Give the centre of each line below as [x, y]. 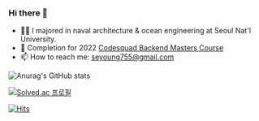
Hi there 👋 [28, 13]
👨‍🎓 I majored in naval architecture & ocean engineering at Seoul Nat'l [136, 31]
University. [38, 39]
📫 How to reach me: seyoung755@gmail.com [97, 57]
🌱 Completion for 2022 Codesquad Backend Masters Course [122, 48]
